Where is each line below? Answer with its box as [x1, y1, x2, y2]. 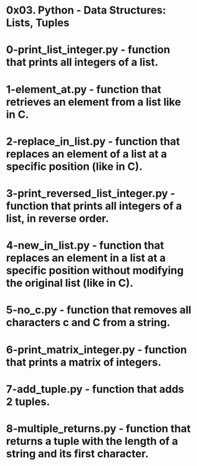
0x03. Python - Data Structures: [6, 4, 166, 17]
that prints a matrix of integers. [6, 355, 162, 369]
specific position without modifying [6, 264, 184, 277]
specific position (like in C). [6, 160, 143, 173]
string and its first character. [6, 447, 149, 460]
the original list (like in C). [6, 277, 133, 290]
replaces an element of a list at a [6, 147, 168, 160]
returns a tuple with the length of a [6, 434, 178, 448]
